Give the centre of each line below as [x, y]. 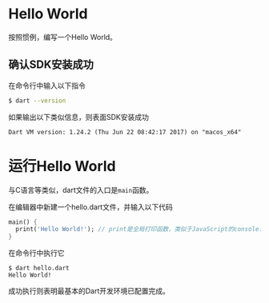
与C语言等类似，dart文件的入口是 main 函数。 [81, 189]
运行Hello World [62, 166]
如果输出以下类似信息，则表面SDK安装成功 [79, 117]
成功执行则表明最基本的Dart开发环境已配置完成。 [89, 291]
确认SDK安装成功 [51, 65]
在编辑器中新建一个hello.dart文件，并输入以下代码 [91, 207]
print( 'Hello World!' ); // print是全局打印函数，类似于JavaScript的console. [139, 229]
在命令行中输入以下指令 [47, 86]
